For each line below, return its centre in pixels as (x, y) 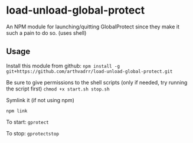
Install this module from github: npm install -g (63, 66)
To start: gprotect (27, 122)
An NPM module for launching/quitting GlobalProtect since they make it (93, 27)
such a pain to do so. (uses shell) (46, 32)
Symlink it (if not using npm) (40, 100)
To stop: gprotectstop (32, 133)
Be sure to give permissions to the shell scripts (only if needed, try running (97, 82)
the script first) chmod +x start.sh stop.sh (58, 89)
